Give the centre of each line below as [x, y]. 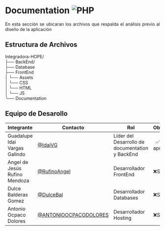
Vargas [16, 148]
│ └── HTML [18, 88]
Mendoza [18, 180]
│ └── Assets [19, 77]
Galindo [16, 154]
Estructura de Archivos [41, 45]
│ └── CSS [17, 82]
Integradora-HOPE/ [25, 56]
